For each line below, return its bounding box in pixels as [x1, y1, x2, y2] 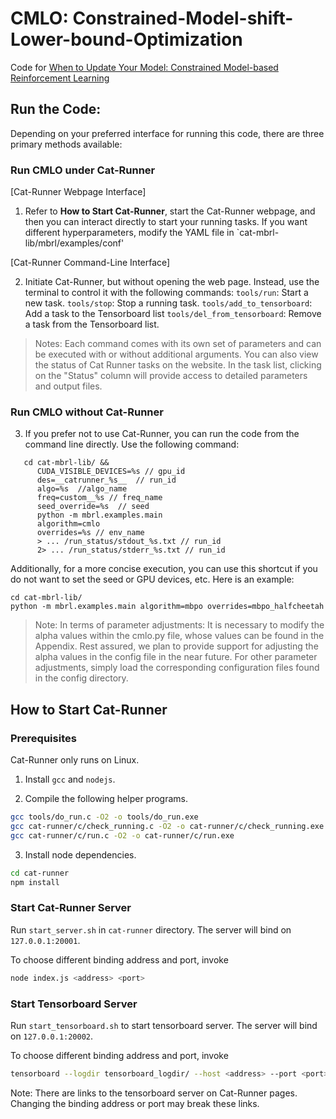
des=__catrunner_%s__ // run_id [36, 475, 177, 486]
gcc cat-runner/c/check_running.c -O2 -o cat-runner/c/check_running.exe [10, 821, 325, 831]
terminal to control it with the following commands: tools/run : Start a [24, 287, 309, 299]
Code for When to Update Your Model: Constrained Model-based [10, 61, 279, 73]
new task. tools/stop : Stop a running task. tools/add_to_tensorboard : [24, 297, 313, 309]
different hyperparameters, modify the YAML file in [24, 227, 235, 239]
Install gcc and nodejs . [24, 773, 116, 786]
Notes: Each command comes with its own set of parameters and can [34, 338, 322, 350]
